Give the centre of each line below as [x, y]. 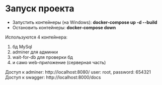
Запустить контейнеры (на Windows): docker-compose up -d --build [85, 22]
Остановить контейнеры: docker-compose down [64, 27]
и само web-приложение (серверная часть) [59, 62]
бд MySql [22, 46]
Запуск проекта [40, 9]
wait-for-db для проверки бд [42, 57]
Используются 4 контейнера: [37, 37]
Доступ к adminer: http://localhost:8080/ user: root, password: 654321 [78, 72]
